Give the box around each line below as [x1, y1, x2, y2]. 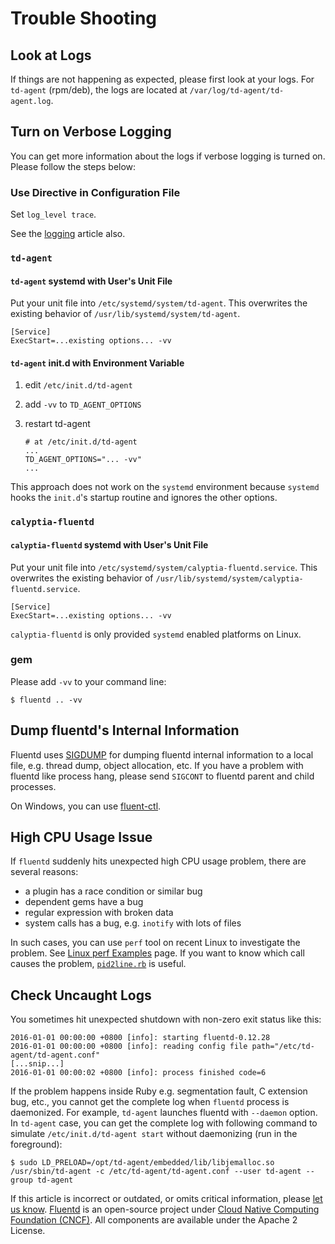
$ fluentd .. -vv [10, 695, 83, 705]
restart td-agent [24, 418, 91, 430]
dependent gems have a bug [24, 896, 144, 908]
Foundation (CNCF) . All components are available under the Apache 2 [10, 1214, 298, 1226]
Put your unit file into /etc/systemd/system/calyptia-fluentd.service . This [10, 561, 318, 573]
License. [10, 1225, 46, 1237]
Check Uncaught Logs [10, 987, 152, 1004]
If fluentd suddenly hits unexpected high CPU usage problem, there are [10, 855, 307, 867]
